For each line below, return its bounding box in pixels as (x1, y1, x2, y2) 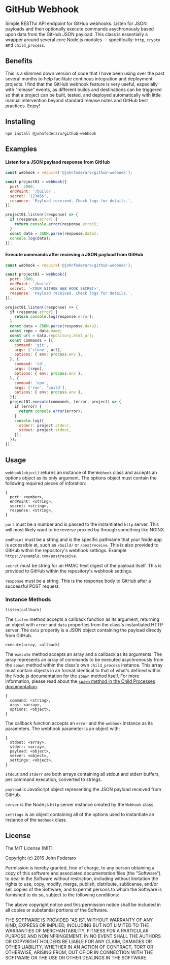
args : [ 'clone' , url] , (14, 347, 62, 352)
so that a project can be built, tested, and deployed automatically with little (5, 92, 161, 98)
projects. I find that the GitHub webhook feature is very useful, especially (5, 81, 158, 87)
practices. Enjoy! (5, 103, 41, 109)
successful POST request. (5, 583, 60, 589)
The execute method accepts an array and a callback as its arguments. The (5, 651, 162, 657)
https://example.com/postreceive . (5, 553, 77, 559)
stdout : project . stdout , (18, 428, 72, 433)
